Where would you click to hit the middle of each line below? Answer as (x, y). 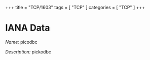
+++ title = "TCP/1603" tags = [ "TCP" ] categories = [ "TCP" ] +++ (75, 7)
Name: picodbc (21, 42)
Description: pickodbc (28, 52)
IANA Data (28, 28)
